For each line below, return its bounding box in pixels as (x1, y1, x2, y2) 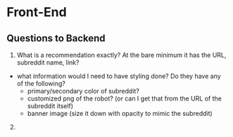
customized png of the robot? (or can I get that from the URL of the (27, 94, 222, 103)
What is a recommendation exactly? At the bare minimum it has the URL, (16, 51, 227, 59)
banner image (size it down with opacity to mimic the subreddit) (27, 110, 213, 117)
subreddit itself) (27, 102, 74, 110)
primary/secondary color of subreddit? (27, 87, 140, 95)
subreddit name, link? (16, 58, 80, 67)
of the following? (16, 79, 66, 88)
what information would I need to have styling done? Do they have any (16, 72, 221, 80)
